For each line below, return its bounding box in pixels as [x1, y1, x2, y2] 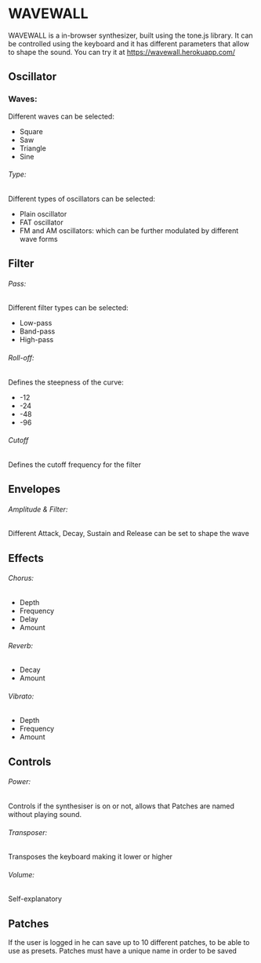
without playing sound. [8, 810, 82, 819]
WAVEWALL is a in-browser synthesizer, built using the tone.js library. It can [8, 31, 253, 40]
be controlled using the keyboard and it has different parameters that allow [8, 38, 249, 48]
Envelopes [8, 483, 61, 496]
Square [19, 126, 43, 136]
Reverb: [8, 640, 34, 650]
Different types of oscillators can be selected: [8, 194, 155, 203]
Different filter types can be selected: [8, 303, 129, 312]
